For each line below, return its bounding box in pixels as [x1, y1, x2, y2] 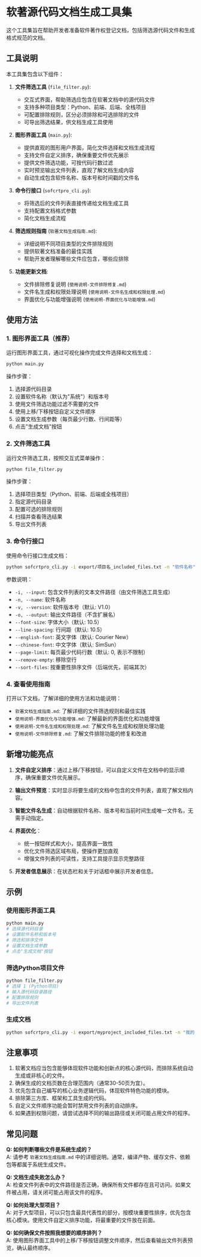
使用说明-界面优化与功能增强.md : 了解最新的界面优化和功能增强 [14, 715, 160, 722]
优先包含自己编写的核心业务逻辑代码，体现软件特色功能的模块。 [14, 1087, 172, 1094]
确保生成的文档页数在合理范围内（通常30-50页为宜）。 [14, 1079, 148, 1087]
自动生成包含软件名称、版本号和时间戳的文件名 [23, 174, 139, 181]
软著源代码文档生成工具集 [6, 5, 133, 19]
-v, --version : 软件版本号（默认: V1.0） [14, 603, 114, 610]
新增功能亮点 [6, 749, 54, 760]
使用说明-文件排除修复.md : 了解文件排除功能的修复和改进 [14, 730, 147, 737]
